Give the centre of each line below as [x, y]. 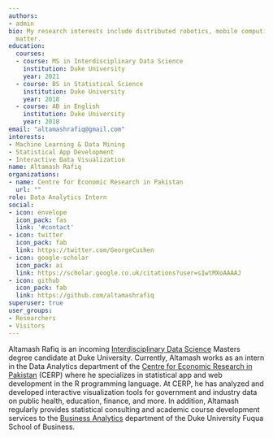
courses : [30, 54]
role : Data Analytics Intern [58, 197]
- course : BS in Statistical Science [80, 84]
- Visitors [27, 326]
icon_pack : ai [39, 265]
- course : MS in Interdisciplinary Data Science [100, 62]
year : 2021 [41, 76]
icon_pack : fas [41, 220]
